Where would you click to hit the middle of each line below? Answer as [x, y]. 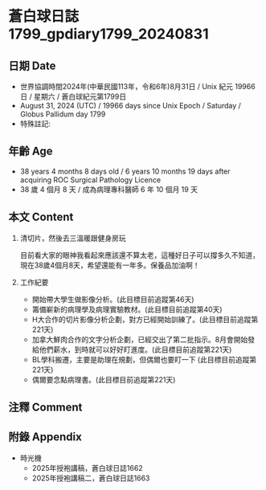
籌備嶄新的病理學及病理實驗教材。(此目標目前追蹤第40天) [127, 309]
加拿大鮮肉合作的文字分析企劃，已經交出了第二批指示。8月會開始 [140, 339]
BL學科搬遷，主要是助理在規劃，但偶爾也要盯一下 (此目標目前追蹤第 [144, 359]
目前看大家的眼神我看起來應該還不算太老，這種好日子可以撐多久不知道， [139, 255]
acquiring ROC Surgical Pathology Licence [90, 180]
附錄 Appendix [45, 437]
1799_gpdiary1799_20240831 [108, 34]
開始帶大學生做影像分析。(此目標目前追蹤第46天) [113, 299]
